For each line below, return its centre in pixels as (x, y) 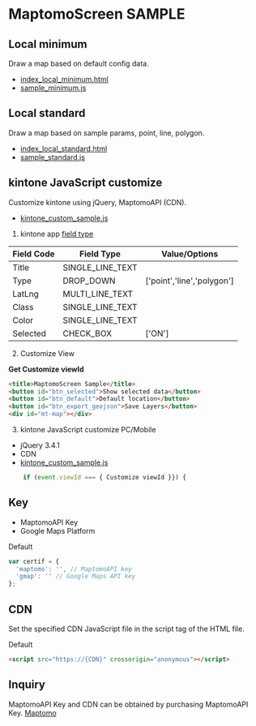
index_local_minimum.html (64, 79)
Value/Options (190, 254)
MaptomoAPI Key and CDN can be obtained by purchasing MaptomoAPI (128, 704)
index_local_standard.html (64, 148)
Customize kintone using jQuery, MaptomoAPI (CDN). (98, 202)
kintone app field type (57, 234)
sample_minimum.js (53, 88)
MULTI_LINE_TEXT (98, 294)
